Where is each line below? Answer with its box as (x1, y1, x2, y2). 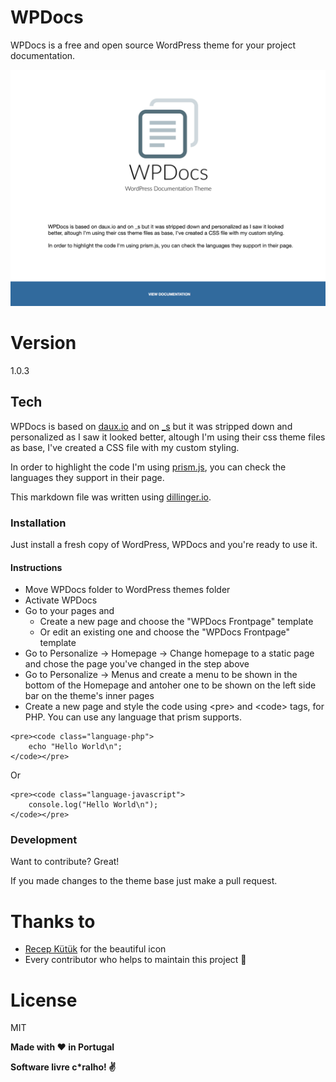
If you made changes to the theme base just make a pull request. (10, 875, 278, 887)
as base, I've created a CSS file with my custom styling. (10, 441, 240, 453)
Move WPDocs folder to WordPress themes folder (24, 584, 231, 596)
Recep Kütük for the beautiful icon (24, 943, 167, 955)
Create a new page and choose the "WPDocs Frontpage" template (39, 616, 314, 628)
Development (10, 833, 78, 847)
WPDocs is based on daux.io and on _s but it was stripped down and (10, 420, 293, 432)
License (10, 989, 78, 1011)
